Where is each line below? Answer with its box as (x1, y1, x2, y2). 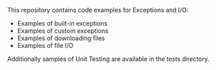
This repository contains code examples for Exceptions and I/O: (7, 6, 189, 14)
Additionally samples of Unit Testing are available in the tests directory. (7, 55, 210, 63)
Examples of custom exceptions (17, 27, 109, 35)
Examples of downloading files (17, 34, 105, 42)
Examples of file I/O (17, 42, 74, 49)
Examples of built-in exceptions (17, 19, 108, 27)
